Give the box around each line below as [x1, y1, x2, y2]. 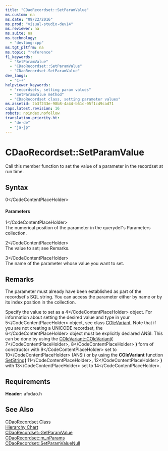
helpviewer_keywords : [5, 82, 51, 87]
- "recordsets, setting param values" [10, 87, 92, 92]
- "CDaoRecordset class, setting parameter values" [10, 96, 121, 102]
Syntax [5, 183, 28, 192]
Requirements [5, 377, 50, 386]
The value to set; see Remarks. [5, 245, 70, 252]
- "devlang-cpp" [10, 40, 44, 45]
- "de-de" [10, 120, 30, 125]
